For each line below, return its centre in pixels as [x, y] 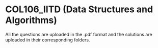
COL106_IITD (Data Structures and [79, 9]
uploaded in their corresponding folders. [48, 40]
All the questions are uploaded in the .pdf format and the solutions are [79, 34]
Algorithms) [31, 20]
